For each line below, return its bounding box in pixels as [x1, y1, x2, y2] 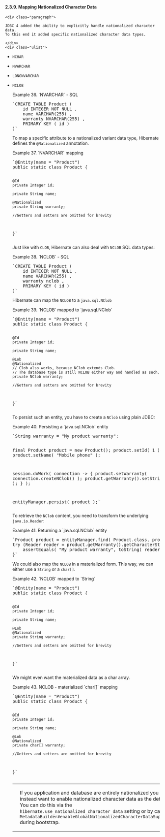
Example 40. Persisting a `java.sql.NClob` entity [12, 424, 109, 430]
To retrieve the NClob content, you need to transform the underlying [12, 513, 149, 519]
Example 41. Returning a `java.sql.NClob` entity [12, 527, 107, 534]
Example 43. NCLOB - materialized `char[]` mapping [12, 684, 118, 690]
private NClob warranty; [12, 374, 63, 379]
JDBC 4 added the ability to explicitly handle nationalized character [5, 24, 155, 29]
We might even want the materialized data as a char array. [12, 675, 130, 680]
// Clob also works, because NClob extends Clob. [12, 366, 116, 371]
